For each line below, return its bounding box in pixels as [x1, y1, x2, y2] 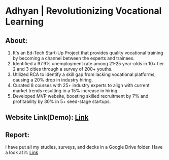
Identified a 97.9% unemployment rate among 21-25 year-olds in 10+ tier [12, 61, 164, 66]
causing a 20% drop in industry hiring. [12, 77, 93, 83]
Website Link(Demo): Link [5, 113, 89, 122]
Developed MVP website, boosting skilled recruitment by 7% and [12, 93, 149, 99]
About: [5, 36, 28, 45]
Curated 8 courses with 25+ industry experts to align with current [12, 82, 150, 88]
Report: [5, 130, 29, 139]
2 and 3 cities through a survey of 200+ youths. [12, 66, 113, 72]
